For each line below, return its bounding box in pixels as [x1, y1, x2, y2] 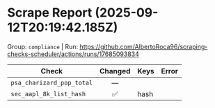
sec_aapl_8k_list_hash [10, 90, 86, 98]
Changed [99, 66, 131, 75]
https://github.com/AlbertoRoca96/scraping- [79, 42, 208, 51]
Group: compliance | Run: [7, 42, 79, 51]
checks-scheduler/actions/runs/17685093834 [7, 50, 139, 58]
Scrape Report [7, 5, 93, 21]
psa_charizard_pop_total [10, 78, 93, 87]
